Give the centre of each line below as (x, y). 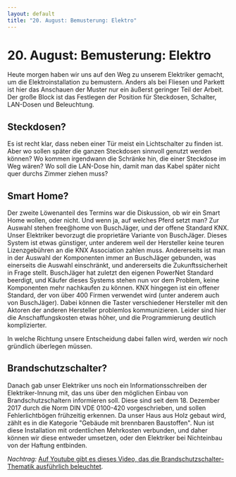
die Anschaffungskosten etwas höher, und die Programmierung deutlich (112, 318)
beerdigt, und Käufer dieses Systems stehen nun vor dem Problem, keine (113, 280)
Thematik (21, 466)
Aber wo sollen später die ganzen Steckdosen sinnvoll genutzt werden (110, 151)
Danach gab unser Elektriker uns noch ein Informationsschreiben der (107, 385)
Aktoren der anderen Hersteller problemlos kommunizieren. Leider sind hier (117, 310)
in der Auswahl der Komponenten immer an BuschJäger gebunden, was (112, 258)
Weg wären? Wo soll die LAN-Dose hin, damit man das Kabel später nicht (114, 166)
